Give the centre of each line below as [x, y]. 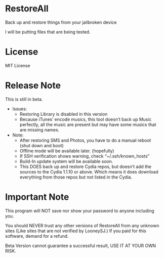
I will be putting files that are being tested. [48, 32]
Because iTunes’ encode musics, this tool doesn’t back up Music [85, 119]
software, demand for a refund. [37, 236]
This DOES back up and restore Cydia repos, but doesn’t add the [85, 167]
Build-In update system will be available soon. [66, 161]
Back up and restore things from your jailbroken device [61, 22]
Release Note [33, 86]
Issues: [20, 109]
